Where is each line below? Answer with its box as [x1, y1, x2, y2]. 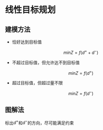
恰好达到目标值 [12, 39, 42, 45]
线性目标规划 [5, 4, 56, 16]
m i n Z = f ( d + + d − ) [63, 49, 99, 55]
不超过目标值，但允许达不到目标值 [12, 59, 80, 65]
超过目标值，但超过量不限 [12, 80, 63, 86]
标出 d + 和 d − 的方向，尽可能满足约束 [5, 119, 74, 126]
